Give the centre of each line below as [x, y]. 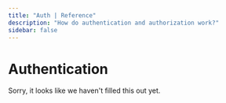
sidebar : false [33, 30]
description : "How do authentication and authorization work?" [114, 23]
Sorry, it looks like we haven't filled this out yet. [84, 90]
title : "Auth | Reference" [52, 15]
